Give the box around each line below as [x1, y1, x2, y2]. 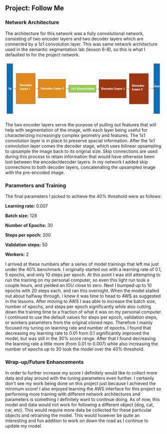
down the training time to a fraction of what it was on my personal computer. [5, 309, 163, 315]
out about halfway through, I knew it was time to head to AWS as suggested [5, 293, 161, 299]
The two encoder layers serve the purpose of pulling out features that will [5, 121, 157, 127]
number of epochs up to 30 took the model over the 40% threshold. [5, 346, 145, 352]
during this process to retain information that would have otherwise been [5, 153, 155, 159]
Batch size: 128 [5, 212, 37, 219]
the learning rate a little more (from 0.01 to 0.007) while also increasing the [5, 341, 159, 347]
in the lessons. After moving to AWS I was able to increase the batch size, [5, 298, 156, 304]
